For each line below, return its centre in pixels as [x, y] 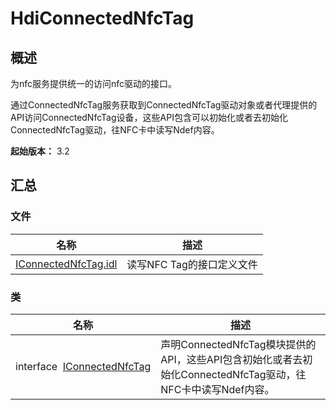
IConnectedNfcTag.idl [66, 264]
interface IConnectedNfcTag [83, 366]
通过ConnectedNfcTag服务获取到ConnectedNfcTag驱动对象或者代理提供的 [164, 105]
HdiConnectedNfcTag [102, 18]
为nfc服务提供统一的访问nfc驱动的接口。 [94, 83]
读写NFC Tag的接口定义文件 [192, 264]
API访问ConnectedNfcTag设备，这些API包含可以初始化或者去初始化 [149, 117]
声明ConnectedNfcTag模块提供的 [238, 344]
